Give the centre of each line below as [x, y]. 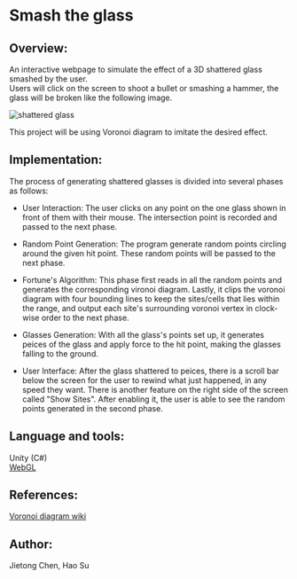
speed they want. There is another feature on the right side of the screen [155, 389]
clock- [266, 308]
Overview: [39, 48]
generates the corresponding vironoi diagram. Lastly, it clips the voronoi [153, 289]
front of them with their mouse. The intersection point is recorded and [149, 217]
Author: [31, 544]
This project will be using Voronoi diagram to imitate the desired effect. [139, 132]
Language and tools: [67, 437]
